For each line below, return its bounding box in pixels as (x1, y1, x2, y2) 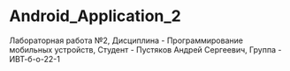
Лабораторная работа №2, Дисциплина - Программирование (9, 35, 243, 46)
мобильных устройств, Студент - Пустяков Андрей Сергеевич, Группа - (9, 44, 282, 54)
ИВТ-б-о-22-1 (9, 53, 60, 64)
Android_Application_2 (9, 6, 181, 26)
